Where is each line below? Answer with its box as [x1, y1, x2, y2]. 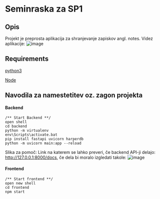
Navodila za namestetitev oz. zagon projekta [5, 91, 142, 99]
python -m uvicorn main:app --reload [5, 141, 82, 146]
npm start [5, 189, 25, 194]
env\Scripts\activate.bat [5, 133, 57, 137]
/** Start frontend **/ [5, 176, 53, 182]
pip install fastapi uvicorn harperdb [5, 137, 84, 142]
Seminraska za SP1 [5, 3, 83, 15]
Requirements [5, 55, 49, 63]
